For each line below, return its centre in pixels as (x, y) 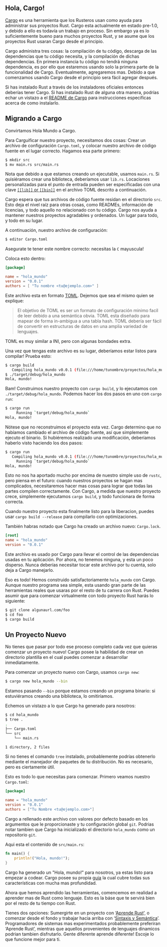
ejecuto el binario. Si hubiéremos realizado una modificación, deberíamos (80, 437)
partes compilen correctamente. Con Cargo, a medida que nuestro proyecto (83, 491)
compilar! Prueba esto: (28, 356)
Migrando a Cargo (34, 119)
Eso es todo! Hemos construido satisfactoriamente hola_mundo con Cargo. (81, 580)
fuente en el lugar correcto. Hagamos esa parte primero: (63, 151)
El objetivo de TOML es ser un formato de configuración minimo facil (88, 310)
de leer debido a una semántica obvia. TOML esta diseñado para (83, 316)
